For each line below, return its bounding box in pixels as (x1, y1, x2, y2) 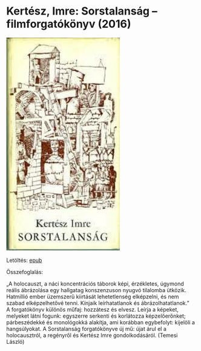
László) (6, 338, 25, 345)
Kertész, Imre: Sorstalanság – (6, 4, 157, 18)
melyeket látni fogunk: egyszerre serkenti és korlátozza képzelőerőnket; (6, 312, 186, 319)
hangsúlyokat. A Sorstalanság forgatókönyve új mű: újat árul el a (6, 325, 166, 332)
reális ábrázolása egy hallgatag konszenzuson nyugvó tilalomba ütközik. (6, 286, 186, 293)
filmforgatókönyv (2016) (6, 17, 131, 31)
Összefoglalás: (6, 268, 44, 275)
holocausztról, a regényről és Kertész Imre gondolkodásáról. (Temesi (6, 332, 178, 339)
